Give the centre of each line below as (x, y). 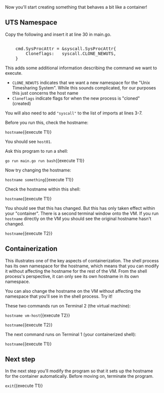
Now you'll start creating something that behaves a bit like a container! (76, 7)
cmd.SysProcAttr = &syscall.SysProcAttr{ (66, 48)
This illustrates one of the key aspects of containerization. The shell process (82, 260)
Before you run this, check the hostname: (47, 122)
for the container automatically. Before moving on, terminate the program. (79, 376)
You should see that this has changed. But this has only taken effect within (80, 208)
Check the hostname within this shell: (43, 189)
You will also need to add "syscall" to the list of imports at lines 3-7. (74, 113)
